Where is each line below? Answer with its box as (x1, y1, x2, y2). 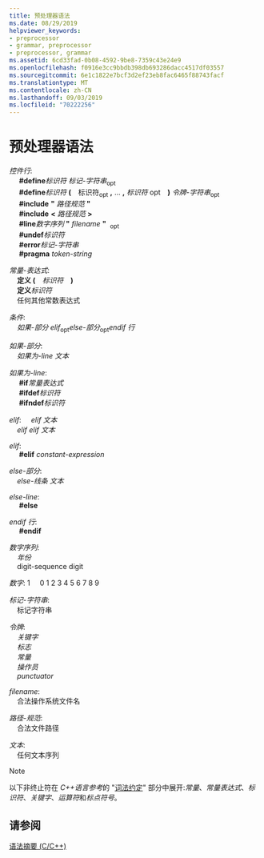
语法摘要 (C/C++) (9, 841, 67, 851)
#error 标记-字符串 (18, 240, 79, 250)
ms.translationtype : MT (9, 78, 89, 86)
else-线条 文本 (16, 476, 65, 486)
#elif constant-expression (18, 450, 105, 459)
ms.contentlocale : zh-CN (9, 86, 92, 94)
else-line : (9, 492, 40, 502)
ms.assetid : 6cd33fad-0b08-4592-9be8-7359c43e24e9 (9, 57, 182, 65)
